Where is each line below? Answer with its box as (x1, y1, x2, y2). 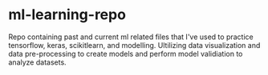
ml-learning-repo (8, 6, 127, 24)
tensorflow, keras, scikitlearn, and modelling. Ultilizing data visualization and (8, 40, 261, 49)
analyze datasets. (8, 57, 67, 67)
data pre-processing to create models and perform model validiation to (8, 49, 243, 58)
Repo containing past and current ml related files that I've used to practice (8, 32, 254, 41)
